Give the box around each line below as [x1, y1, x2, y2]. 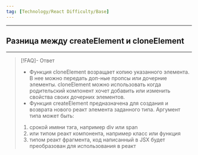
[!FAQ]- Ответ [20, 57, 55, 64]
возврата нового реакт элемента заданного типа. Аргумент [29, 106, 181, 113]
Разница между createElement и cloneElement [6, 36, 184, 46]
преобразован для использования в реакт [29, 143, 137, 150]
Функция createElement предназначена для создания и [29, 100, 169, 107]
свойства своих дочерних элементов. [29, 94, 126, 101]
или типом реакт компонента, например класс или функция [29, 130, 181, 137]
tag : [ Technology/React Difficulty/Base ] [6, 8, 110, 15]
